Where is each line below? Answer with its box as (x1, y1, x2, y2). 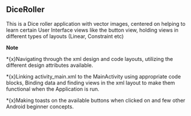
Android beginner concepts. (6, 103, 74, 110)
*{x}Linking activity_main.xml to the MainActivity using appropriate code (6, 73, 181, 80)
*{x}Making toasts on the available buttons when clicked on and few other (6, 97, 186, 104)
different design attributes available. (6, 62, 93, 69)
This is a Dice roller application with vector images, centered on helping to (6, 20, 186, 27)
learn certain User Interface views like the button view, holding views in (6, 26, 179, 33)
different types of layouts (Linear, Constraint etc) (6, 32, 124, 40)
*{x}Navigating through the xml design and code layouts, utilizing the (6, 55, 173, 62)
